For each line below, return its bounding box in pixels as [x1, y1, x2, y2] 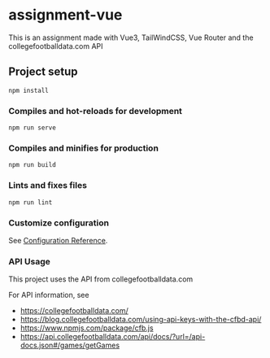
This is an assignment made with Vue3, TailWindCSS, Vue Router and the [8, 33, 254, 42]
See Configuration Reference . [8, 235, 108, 245]
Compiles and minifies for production [8, 142, 159, 154]
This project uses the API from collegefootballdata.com [8, 274, 194, 284]
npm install [8, 86, 49, 94]
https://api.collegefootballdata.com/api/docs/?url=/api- [20, 332, 206, 342]
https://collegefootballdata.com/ [20, 306, 128, 316]
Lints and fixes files [8, 180, 88, 191]
